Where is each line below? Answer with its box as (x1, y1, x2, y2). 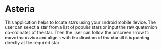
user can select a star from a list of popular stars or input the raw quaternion (5, 24, 157, 30)
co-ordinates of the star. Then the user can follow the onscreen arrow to (5, 29, 149, 35)
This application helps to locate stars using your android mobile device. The (5, 19, 156, 25)
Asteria (5, 3, 35, 14)
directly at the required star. (5, 39, 60, 45)
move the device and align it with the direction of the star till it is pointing (5, 35, 150, 40)
